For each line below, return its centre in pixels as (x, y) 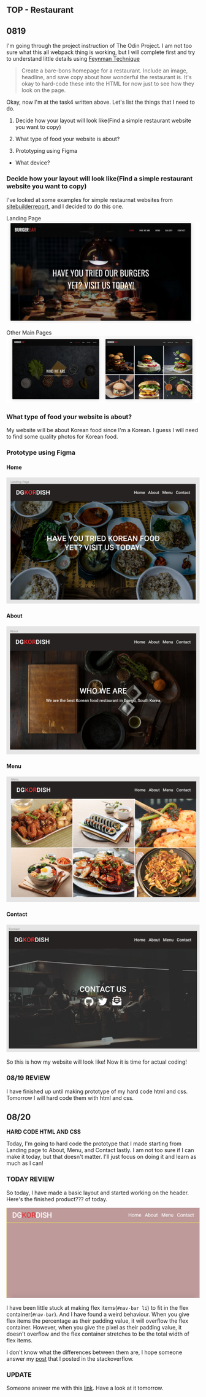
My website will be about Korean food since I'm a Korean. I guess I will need (102, 430)
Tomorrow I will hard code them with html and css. (70, 1097)
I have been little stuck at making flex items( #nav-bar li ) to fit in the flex (97, 1307)
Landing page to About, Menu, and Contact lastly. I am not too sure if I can (100, 1150)
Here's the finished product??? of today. (57, 1199)
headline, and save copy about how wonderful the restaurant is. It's (106, 77)
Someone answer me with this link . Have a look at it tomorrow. (85, 1388)
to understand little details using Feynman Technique (73, 59)
